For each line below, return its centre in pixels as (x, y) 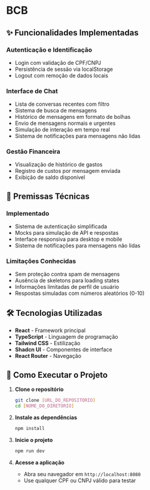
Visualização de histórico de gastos (59, 165)
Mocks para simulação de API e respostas (67, 233)
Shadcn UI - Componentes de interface (63, 349)
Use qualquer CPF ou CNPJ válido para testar (80, 480)
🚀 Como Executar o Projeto (57, 375)
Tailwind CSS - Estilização (48, 343)
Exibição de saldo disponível (50, 177)
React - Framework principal (50, 330)
